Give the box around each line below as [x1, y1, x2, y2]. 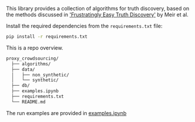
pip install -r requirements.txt [6, 34, 88, 40]
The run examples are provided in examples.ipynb [6, 109, 127, 116]
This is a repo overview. [6, 44, 63, 51]
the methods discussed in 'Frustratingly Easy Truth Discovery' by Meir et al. [6, 11, 189, 18]
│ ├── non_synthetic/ [11, 72, 69, 78]
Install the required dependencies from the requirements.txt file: [6, 23, 163, 29]
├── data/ [11, 67, 35, 72]
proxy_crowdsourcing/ [6, 55, 59, 61]
